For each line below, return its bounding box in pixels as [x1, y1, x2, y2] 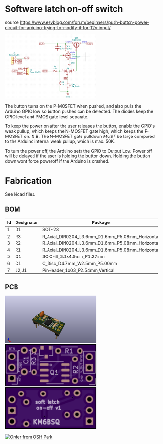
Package [92, 220, 110, 225]
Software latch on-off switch [5, 3, 123, 15]
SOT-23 [42, 227, 59, 233]
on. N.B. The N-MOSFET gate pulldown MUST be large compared [23, 133, 155, 139]
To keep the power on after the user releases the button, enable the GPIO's [5, 123, 155, 129]
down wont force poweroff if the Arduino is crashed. [5, 158, 110, 164]
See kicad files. [5, 191, 36, 197]
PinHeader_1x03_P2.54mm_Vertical [42, 267, 114, 273]
